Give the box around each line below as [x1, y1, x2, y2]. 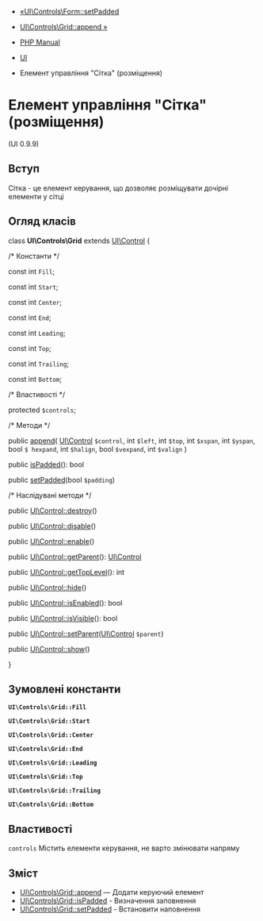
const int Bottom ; [8, 374, 62, 383]
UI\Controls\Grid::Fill [8, 703, 87, 711]
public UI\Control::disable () [8, 521, 97, 530]
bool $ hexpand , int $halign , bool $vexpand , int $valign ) [8, 444, 188, 453]
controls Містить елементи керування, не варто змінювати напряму [8, 843, 240, 853]
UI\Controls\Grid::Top [8, 773, 83, 781]
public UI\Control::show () [8, 644, 90, 653]
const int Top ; [8, 343, 51, 353]
